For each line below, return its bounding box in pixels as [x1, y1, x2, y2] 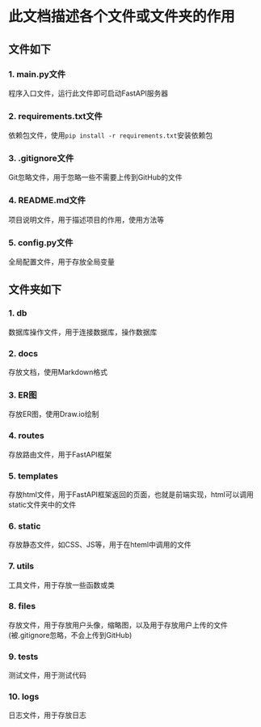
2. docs [8, 347, 39, 359]
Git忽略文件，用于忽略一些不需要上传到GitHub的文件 [8, 172, 183, 182]
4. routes [8, 430, 44, 441]
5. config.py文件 [8, 236, 74, 248]
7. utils [8, 560, 35, 572]
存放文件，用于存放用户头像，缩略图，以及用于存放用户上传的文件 [8, 620, 228, 630]
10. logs [8, 691, 40, 703]
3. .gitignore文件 [8, 153, 74, 164]
